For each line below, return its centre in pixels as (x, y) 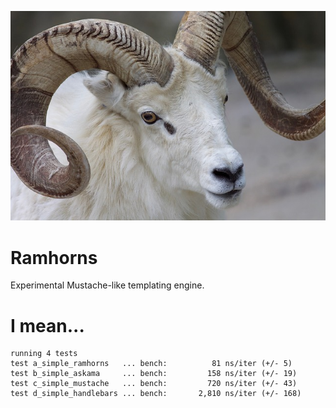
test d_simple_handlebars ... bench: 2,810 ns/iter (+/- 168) (156, 394)
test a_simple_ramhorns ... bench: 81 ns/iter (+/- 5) (151, 364)
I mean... (47, 325)
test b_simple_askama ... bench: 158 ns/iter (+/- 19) (154, 374)
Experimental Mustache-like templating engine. (107, 285)
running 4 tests (44, 354)
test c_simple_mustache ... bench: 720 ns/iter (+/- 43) (154, 384)
